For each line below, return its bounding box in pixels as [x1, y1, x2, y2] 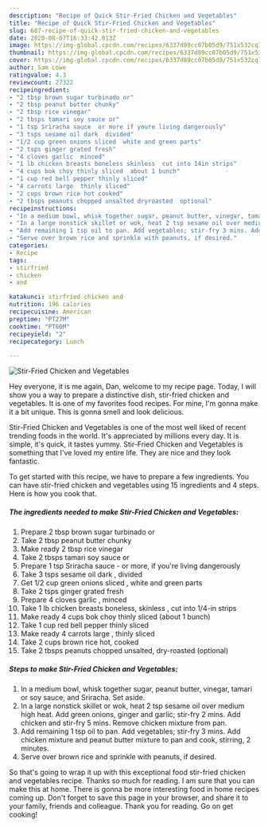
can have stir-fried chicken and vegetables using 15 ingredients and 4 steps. [9, 480, 259, 490]
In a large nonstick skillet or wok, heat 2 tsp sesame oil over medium [20, 701, 245, 711]
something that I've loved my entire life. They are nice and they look [9, 448, 231, 458]
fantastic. [9, 456, 40, 467]
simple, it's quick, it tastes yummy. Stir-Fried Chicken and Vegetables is [9, 439, 243, 449]
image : [9, 41, 31, 49]
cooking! [9, 810, 38, 820]
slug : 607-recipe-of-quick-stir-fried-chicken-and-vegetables [9, 26, 219, 34]
